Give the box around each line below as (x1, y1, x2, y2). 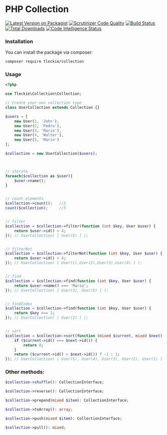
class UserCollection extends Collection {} (5, 105, 100, 110)
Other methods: (5, 368, 45, 375)
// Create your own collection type (5, 100, 82, 106)
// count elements (5, 196, 44, 201)
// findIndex (5, 301, 33, 306)
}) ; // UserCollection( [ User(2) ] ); (5, 315, 89, 320)
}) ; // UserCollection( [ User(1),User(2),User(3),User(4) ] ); (5, 261, 142, 266)
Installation (5, 38, 34, 45)
